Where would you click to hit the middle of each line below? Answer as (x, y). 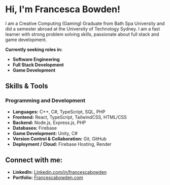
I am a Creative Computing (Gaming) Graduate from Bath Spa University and (85, 23)
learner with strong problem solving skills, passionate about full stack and (82, 34)
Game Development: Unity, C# (45, 133)
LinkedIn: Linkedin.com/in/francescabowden (60, 172)
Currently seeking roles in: (34, 49)
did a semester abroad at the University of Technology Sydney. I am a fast (83, 28)
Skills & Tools (27, 86)
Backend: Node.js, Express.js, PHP (49, 122)
